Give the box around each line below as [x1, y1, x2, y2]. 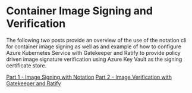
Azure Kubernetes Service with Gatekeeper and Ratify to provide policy [6, 49, 181, 56]
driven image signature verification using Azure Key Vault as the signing [6, 55, 182, 63]
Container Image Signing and [6, 4, 153, 18]
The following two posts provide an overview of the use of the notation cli [6, 36, 187, 44]
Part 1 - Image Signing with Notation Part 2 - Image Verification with [6, 73, 172, 80]
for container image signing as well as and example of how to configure [6, 43, 181, 50]
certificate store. [6, 61, 47, 69]
